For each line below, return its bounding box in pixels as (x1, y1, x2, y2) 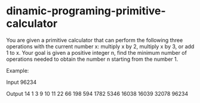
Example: (6, 67, 29, 74)
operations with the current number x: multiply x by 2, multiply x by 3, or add (6, 43, 195, 50)
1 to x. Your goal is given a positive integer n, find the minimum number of (6, 49, 187, 56)
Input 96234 (6, 79, 37, 86)
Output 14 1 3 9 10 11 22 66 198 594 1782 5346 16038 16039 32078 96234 (6, 90, 189, 97)
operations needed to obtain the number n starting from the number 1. (6, 55, 179, 63)
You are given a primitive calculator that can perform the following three (6, 36, 183, 43)
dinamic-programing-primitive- (6, 4, 166, 18)
